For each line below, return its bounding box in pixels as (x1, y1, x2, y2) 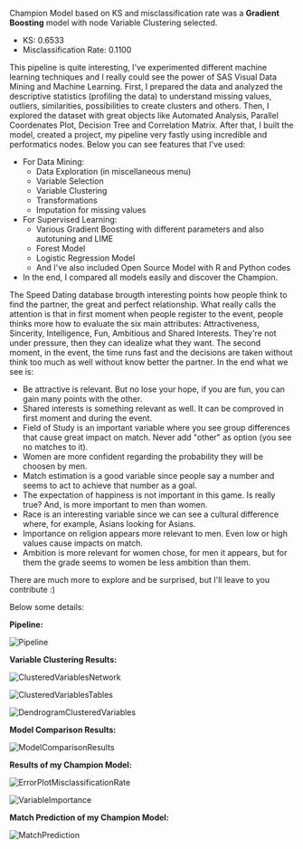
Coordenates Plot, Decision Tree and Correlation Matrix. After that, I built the (9, 119, 294, 130)
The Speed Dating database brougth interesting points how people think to (9, 290, 288, 300)
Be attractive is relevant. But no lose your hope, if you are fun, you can (22, 384, 286, 395)
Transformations (35, 195, 98, 205)
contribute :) (9, 584, 56, 595)
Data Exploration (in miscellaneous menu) (35, 167, 192, 176)
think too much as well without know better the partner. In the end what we (9, 357, 289, 367)
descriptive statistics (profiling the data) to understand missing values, (9, 91, 272, 101)
